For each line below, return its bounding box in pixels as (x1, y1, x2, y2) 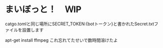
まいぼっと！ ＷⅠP (5, 4, 82, 15)
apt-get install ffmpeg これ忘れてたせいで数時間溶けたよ (5, 37, 118, 43)
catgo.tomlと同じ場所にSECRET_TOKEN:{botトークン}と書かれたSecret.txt (5, 21, 155, 27)
